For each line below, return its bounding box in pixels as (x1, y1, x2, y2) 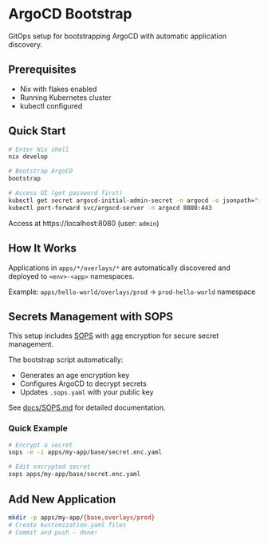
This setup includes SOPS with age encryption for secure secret (8, 331, 219, 340)
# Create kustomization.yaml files (8, 521, 127, 529)
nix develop (8, 153, 48, 161)
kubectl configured (19, 101, 83, 110)
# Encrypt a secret (8, 441, 73, 449)
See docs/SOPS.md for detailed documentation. (8, 403, 166, 412)
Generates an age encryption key (19, 371, 130, 380)
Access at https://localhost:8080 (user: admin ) (8, 218, 160, 228)
